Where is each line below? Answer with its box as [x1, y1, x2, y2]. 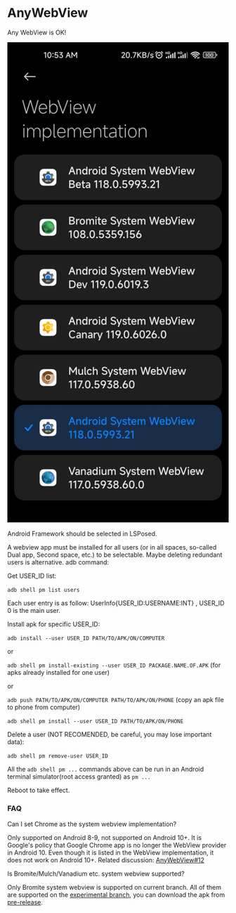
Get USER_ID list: [7, 571, 57, 581]
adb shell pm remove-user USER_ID [7, 753, 109, 760]
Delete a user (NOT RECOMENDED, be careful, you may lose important [7, 730, 212, 739]
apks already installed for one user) [7, 668, 110, 677]
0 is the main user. [7, 607, 61, 615]
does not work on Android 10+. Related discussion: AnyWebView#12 [7, 855, 205, 864]
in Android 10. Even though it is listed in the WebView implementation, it [7, 848, 214, 857]
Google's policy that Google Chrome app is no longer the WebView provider [7, 841, 227, 849]
